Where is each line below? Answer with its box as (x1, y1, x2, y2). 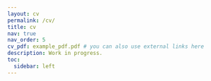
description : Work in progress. (7, 50, 103, 57)
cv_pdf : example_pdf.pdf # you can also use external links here (7, 43, 204, 50)
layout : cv (7, 10, 40, 18)
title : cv (7, 23, 37, 30)
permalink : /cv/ (7, 17, 55, 24)
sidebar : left (13, 63, 55, 70)
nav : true (7, 30, 37, 37)
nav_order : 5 (7, 37, 46, 44)
